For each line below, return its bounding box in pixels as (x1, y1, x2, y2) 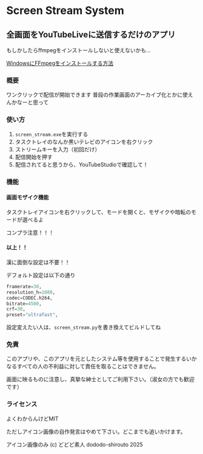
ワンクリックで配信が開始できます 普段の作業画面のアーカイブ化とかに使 (6, 91, 188, 98)
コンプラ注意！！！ (6, 229, 55, 236)
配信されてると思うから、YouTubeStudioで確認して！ (15, 160, 148, 168)
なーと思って (16, 98, 49, 106)
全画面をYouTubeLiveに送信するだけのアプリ (6, 29, 176, 40)
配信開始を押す (15, 153, 53, 160)
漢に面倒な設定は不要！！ (6, 258, 70, 266)
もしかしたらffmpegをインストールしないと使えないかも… (6, 47, 151, 53)
